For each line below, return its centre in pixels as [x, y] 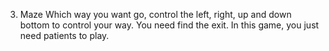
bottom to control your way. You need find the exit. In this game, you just [169, 25]
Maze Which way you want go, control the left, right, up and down [155, 14]
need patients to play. [64, 35]
